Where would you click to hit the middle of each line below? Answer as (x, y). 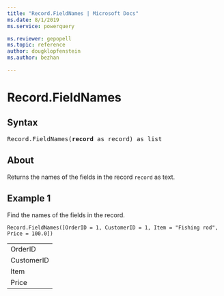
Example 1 (29, 198)
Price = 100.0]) (30, 234)
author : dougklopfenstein (44, 51)
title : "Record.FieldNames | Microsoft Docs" (73, 13)
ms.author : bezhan (33, 58)
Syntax (23, 123)
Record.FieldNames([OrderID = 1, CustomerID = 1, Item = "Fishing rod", (113, 227)
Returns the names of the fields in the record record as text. (91, 177)
